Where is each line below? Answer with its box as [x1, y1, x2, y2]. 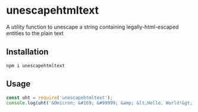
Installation [6, 47, 49, 57]
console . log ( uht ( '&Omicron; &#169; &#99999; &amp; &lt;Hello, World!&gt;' [6, 100, 196, 106]
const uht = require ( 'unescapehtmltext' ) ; [6, 95, 113, 101]
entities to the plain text [6, 29, 64, 36]
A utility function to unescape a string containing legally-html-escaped [6, 23, 179, 30]
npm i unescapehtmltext [6, 63, 65, 69]
